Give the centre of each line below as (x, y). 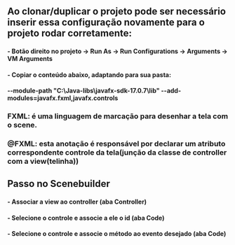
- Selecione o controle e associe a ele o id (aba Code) (86, 218)
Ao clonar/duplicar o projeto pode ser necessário (117, 12)
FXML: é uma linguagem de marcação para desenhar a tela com (118, 116)
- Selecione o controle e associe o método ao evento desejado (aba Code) (117, 234)
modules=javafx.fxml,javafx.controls (63, 98)
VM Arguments (30, 58)
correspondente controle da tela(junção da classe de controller (117, 153)
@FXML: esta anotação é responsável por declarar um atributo (116, 144)
